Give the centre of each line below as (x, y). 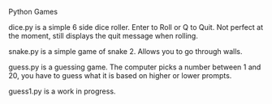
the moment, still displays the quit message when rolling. (104, 36)
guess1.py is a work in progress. (62, 91)
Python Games (33, 12)
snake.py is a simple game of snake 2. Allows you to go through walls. (125, 51)
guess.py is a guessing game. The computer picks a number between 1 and (135, 67)
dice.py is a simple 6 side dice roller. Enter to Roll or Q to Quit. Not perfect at (136, 27)
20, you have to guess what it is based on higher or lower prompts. (120, 75)
